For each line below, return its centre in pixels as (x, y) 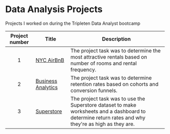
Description (116, 39)
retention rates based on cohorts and (115, 84)
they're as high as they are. (103, 124)
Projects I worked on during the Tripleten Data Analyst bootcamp (73, 23)
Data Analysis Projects (54, 9)
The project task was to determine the (116, 51)
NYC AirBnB (50, 60)
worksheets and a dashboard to (108, 111)
